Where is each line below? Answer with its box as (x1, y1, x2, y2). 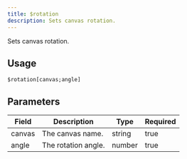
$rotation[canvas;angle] (7, 76, 81, 83)
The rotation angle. (41, 140, 105, 150)
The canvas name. (41, 129, 104, 139)
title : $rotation (7, 10, 59, 18)
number (112, 140, 139, 150)
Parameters (7, 96, 60, 108)
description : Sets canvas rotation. (7, 17, 116, 24)
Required (144, 117, 176, 127)
